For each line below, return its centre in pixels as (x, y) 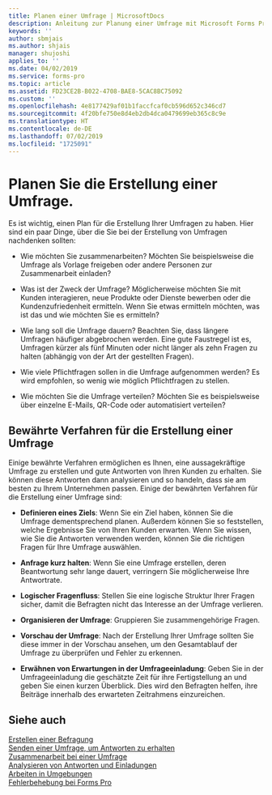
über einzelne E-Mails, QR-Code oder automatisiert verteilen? (123, 405)
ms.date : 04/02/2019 (43, 69)
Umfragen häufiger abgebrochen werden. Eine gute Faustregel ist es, (136, 339)
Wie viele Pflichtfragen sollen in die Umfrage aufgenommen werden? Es (140, 372)
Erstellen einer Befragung (51, 740)
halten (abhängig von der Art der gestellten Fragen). (107, 356)
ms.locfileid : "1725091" (50, 144)
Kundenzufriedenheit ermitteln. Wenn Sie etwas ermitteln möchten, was (140, 306)
